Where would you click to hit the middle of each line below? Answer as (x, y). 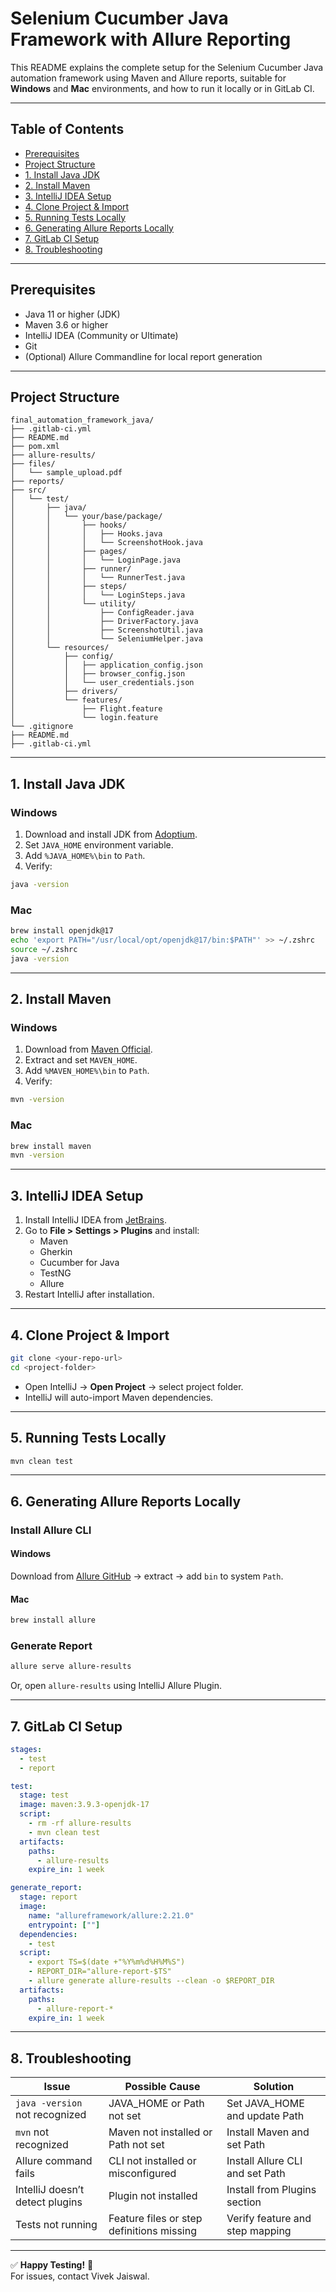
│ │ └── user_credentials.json (102, 683)
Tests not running (56, 2225)
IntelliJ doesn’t (50, 2190)
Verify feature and (269, 2219)
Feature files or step (155, 2219)
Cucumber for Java (79, 1263)
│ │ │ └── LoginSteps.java (98, 595)
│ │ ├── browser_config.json (98, 674)
